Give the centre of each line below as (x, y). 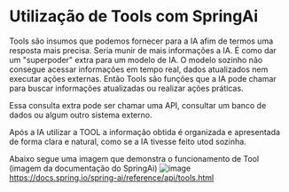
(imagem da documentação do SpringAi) (83, 168)
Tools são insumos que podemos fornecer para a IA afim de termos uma (141, 41)
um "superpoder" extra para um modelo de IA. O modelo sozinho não (136, 60)
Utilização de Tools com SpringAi (134, 16)
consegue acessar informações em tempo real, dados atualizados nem (139, 69)
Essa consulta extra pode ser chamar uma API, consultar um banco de (138, 105)
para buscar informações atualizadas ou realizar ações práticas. (126, 88)
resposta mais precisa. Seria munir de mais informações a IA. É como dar (143, 50)
